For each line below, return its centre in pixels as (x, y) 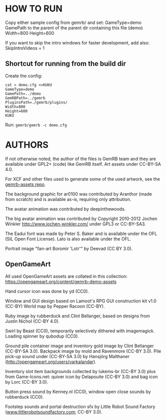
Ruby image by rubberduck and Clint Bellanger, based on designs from (78, 316)
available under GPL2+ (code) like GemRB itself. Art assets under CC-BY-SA (83, 164)
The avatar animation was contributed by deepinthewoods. (65, 209)
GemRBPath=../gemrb (25, 98)
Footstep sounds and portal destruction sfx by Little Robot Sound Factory (80, 407)
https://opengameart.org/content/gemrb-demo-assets (61, 281)
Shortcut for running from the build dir (66, 64)
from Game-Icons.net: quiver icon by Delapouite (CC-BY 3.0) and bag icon (82, 377)
